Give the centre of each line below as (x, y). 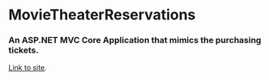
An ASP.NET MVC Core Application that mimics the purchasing (135, 40)
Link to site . (28, 68)
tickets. (23, 50)
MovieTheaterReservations (102, 15)
